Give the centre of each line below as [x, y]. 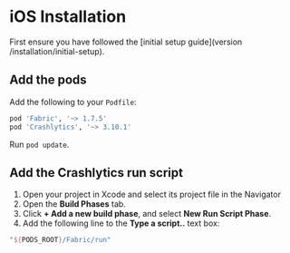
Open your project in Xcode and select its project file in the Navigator [151, 195]
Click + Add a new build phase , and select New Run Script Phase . [147, 214]
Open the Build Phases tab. [74, 204]
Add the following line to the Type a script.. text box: [121, 223]
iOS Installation [68, 17]
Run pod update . [39, 144]
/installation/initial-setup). [57, 51]
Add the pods [48, 80]
